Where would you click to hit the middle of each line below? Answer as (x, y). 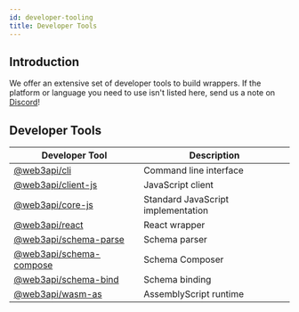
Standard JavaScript (186, 200)
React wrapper (174, 226)
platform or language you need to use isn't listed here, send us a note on (142, 93)
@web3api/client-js (56, 185)
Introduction (44, 62)
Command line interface (194, 170)
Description (214, 155)
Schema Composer (184, 259)
